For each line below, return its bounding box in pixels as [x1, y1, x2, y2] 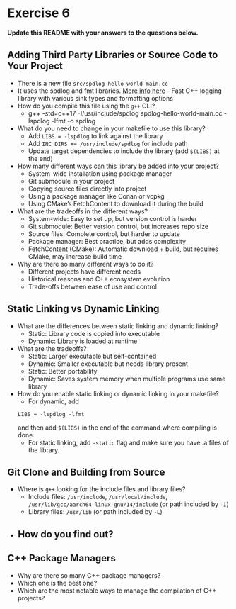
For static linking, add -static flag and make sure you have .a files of [28, 438, 230, 447]
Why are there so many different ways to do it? [17, 259, 154, 268]
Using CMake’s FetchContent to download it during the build [28, 199, 203, 208]
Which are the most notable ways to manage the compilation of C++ [17, 586, 217, 595]
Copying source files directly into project [28, 184, 147, 193]
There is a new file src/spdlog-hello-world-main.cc [17, 79, 168, 87]
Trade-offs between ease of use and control [28, 282, 158, 291]
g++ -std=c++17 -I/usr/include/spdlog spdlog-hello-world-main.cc [28, 108, 223, 118]
